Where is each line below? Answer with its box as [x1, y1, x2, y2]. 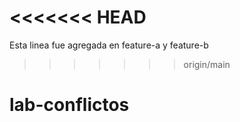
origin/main [183, 58, 231, 70]
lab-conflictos [9, 94, 130, 116]
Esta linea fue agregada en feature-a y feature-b [9, 39, 209, 51]
